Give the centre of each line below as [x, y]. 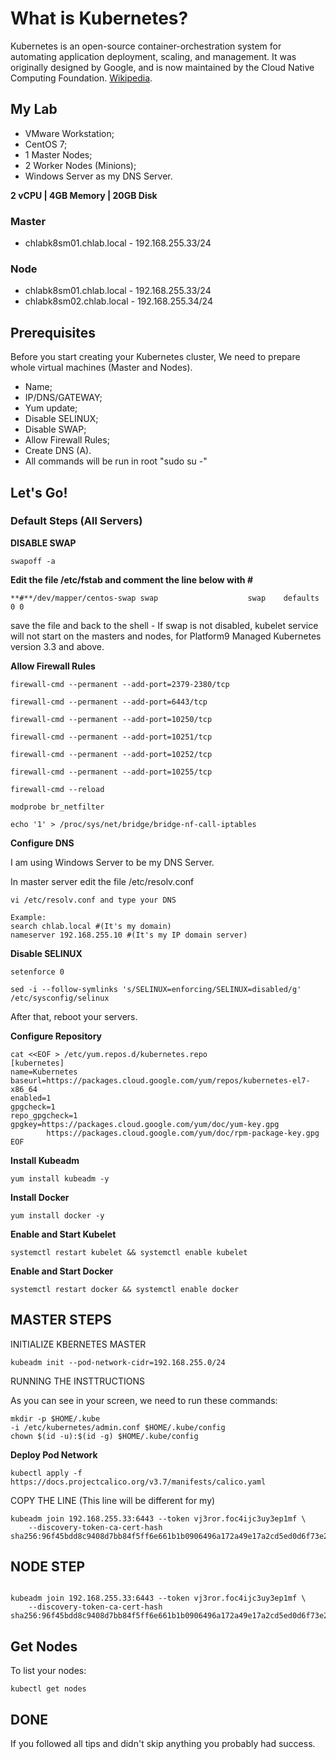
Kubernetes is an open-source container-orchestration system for [146, 46]
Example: [28, 917]
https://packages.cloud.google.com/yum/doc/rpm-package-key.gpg [183, 1133]
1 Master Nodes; [58, 154]
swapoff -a [33, 561]
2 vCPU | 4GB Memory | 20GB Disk [84, 195]
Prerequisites [53, 332]
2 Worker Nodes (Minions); [80, 165]
